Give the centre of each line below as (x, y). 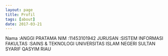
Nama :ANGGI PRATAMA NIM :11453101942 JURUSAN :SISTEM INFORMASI (85, 38)
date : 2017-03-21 (24, 24)
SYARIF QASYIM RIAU (28, 49)
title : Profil (20, 15)
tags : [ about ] (20, 19)
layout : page (19, 10)
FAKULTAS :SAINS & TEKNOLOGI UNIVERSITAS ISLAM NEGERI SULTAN (80, 44)
